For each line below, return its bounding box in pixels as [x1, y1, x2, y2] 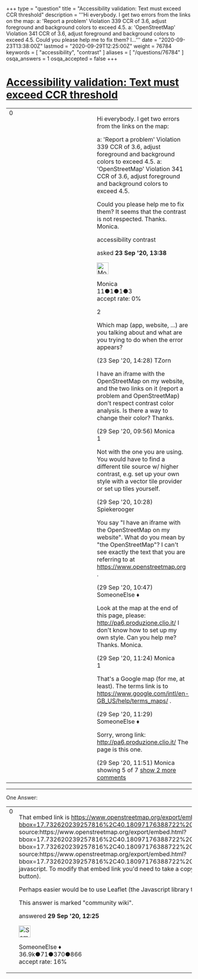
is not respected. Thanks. [97, 215, 167, 223]
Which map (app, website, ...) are [97, 321, 189, 329]
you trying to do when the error [97, 335, 183, 344]
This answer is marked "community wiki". [18, 898, 134, 907]
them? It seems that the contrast [97, 207, 187, 216]
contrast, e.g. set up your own [97, 470, 180, 478]
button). [18, 872, 41, 880]
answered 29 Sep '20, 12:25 [18, 912, 100, 920]
